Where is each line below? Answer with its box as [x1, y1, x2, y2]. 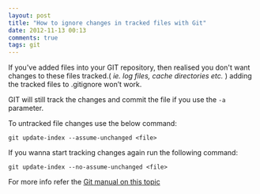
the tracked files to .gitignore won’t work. [8, 80, 142, 89]
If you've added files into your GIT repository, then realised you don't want [8, 63, 251, 72]
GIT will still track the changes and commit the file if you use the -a [8, 95, 226, 105]
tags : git [8, 41, 41, 49]
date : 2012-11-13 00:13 [8, 26, 87, 34]
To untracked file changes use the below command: [8, 119, 178, 128]
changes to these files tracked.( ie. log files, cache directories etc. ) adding [8, 71, 253, 81]
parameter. [8, 104, 44, 113]
